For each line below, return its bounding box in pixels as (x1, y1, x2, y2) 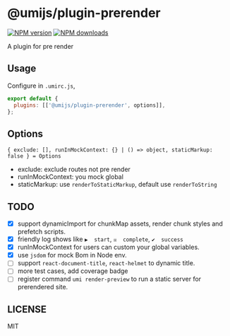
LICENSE (7, 303, 47, 315)
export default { (7, 95, 59, 102)
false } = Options (7, 153, 61, 160)
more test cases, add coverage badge (17, 267, 128, 275)
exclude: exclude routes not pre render (17, 165, 131, 174)
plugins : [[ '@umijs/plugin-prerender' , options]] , (13, 101, 166, 109)
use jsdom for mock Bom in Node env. (17, 251, 127, 260)
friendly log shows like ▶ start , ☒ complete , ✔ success (17, 235, 183, 243)
